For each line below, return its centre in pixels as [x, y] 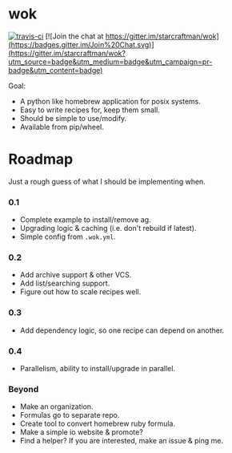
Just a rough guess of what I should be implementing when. [107, 181]
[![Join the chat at [74, 36]
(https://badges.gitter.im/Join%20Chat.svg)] [81, 44]
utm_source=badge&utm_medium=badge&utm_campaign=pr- [110, 62]
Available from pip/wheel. [62, 127]
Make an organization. [56, 406]
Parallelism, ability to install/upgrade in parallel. [98, 369]
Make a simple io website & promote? [82, 432]
